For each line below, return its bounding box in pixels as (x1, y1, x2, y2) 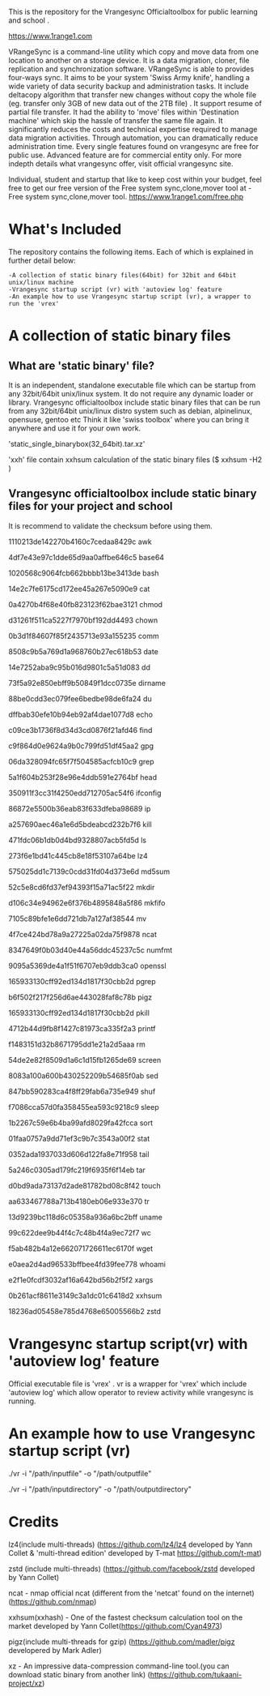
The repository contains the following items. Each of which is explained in (8, 246, 254, 256)
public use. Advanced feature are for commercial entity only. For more (8, 150, 243, 160)
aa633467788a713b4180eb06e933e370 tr (8, 1196, 150, 1206)
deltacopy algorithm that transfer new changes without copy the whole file (8, 90, 257, 100)
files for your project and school (8, 499, 173, 513)
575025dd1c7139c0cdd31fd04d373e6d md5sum (8, 867, 171, 876)
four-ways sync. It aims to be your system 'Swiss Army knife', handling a (8, 73, 251, 82)
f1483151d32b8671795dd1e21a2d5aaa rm (8, 1039, 146, 1049)
